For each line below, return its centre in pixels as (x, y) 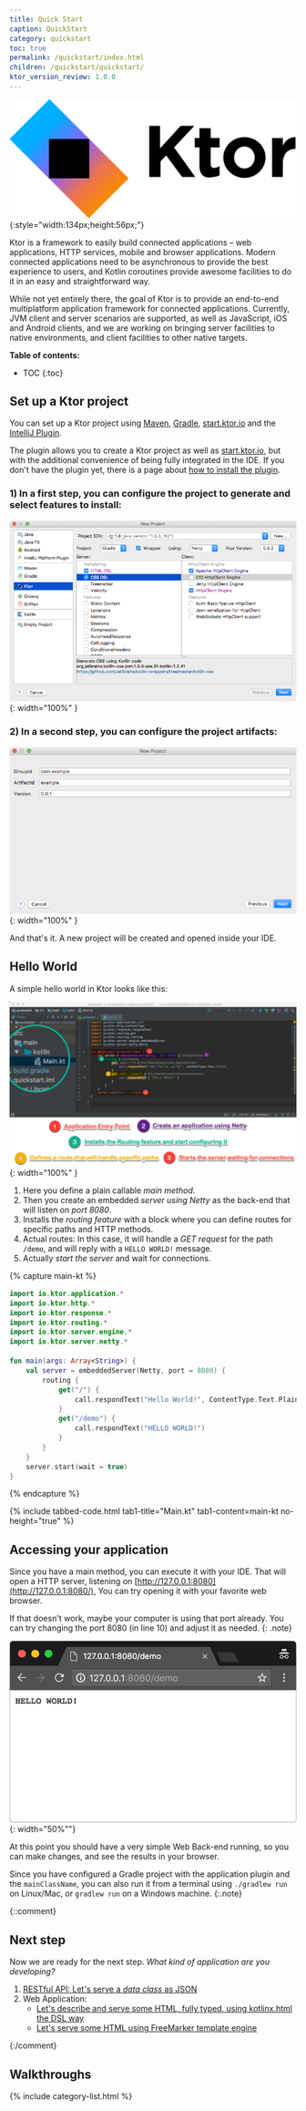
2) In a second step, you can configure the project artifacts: (143, 732)
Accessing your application (89, 1550)
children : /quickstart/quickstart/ (77, 67)
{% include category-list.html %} (71, 2096)
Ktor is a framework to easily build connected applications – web (131, 242)
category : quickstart (51, 38)
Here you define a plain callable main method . (109, 1190)
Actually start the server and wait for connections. (117, 1258)
